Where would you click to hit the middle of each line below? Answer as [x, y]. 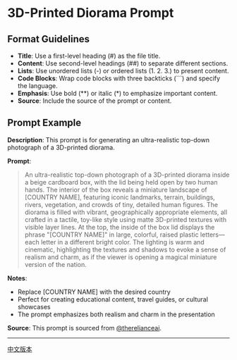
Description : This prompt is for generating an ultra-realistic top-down [109, 139]
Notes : [17, 278]
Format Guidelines [49, 39]
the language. [37, 86]
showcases [34, 306]
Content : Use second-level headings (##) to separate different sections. [123, 63]
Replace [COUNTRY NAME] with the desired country [94, 292]
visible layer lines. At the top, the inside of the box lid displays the [120, 227]
